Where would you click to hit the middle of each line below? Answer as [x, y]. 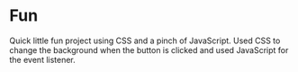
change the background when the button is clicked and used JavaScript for [149, 49]
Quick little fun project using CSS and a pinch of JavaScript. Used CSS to [145, 40]
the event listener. [43, 59]
